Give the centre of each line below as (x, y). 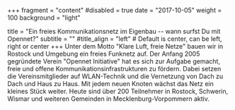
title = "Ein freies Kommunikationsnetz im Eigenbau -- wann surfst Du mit (114, 31)
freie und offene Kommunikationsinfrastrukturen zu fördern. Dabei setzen (114, 69)
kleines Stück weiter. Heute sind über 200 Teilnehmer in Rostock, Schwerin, (118, 91)
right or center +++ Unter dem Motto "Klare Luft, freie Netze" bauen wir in (115, 46)
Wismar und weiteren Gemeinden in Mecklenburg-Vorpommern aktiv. (109, 99)
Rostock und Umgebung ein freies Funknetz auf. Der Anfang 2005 (104, 54)
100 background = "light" (44, 18)
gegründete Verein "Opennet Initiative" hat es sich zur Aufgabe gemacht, (114, 61)
